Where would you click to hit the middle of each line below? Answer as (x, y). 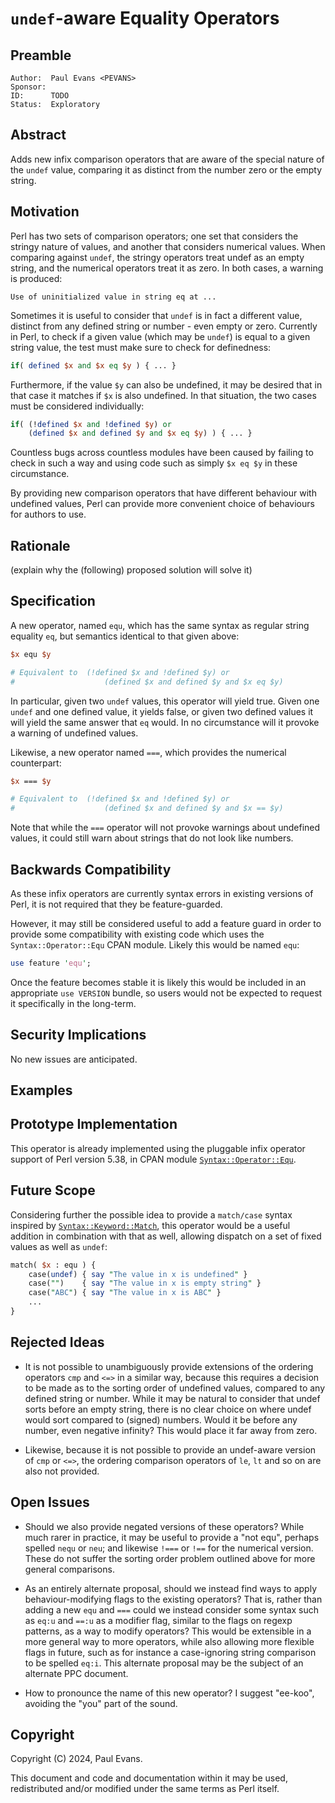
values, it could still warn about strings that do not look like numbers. (152, 838)
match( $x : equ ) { (53, 1265)
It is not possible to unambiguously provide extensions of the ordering (169, 1366)
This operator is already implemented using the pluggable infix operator (158, 1148)
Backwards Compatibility (91, 869)
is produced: (36, 278)
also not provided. (62, 1471)
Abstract (38, 135)
